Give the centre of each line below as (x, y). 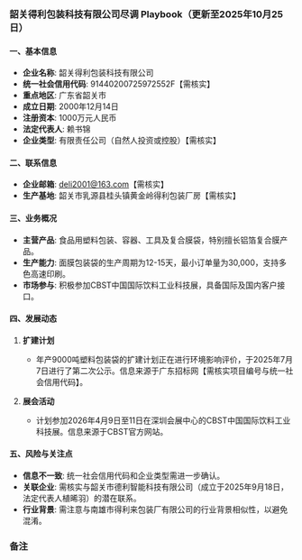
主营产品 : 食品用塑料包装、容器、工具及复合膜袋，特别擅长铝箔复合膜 (151, 240)
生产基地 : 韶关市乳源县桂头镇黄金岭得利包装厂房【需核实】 (131, 196)
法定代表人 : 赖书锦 (56, 129)
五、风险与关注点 (41, 454)
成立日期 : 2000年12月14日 (70, 106)
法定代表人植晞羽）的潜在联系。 (82, 498)
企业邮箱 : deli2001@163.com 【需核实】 (96, 184)
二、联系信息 (33, 162)
